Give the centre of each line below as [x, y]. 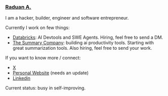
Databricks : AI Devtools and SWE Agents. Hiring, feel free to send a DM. [88, 37]
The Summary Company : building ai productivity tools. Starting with [83, 43]
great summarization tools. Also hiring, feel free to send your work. [82, 48]
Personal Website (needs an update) [50, 73]
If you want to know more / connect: [43, 58]
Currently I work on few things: [37, 28]
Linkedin [22, 78]
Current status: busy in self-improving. [46, 88]
